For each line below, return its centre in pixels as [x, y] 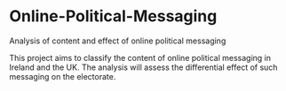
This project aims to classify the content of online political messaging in [140, 57]
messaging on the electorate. [63, 76]
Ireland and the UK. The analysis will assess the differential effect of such [143, 67]
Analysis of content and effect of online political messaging [118, 41]
